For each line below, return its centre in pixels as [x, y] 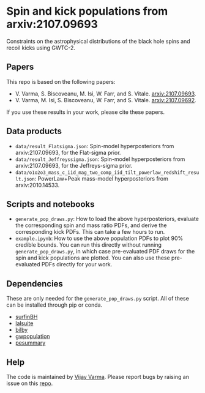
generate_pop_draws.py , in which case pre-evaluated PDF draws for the [105, 252]
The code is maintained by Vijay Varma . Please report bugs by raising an [98, 377]
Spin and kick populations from [87, 11]
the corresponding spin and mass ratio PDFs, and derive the [91, 225]
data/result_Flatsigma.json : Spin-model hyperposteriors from [95, 146]
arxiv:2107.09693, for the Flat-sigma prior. [68, 152]
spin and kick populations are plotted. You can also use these [92, 258]
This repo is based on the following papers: [61, 81]
